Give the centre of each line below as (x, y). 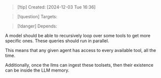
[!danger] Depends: (37, 26)
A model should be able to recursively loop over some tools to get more (78, 36)
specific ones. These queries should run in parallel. (57, 41)
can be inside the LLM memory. (37, 70)
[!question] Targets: (37, 16)
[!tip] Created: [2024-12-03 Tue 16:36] (56, 7)
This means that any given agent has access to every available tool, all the (81, 50)
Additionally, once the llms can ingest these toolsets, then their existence (80, 65)
